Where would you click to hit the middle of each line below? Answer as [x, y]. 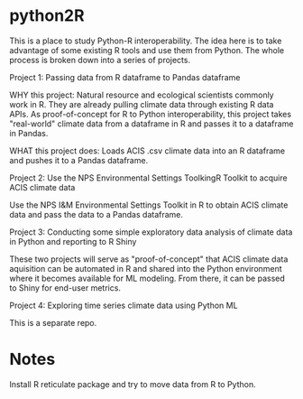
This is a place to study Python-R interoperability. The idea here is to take [146, 41]
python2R [47, 16]
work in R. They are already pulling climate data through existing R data [142, 104]
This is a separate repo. [53, 322]
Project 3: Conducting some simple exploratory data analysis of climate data [151, 232]
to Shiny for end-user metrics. [65, 288]
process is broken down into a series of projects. [100, 60]
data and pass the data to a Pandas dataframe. [96, 214]
